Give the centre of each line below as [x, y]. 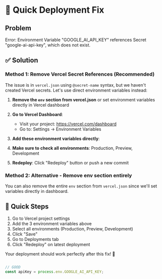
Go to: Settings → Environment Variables [60, 129]
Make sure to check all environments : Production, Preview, [72, 148]
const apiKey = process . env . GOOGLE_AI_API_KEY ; [55, 272]
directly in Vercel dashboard [41, 105]
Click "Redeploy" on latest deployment [51, 244]
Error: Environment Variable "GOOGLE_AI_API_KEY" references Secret [76, 40]
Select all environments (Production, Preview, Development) [73, 229]
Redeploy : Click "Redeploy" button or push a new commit [70, 163]
